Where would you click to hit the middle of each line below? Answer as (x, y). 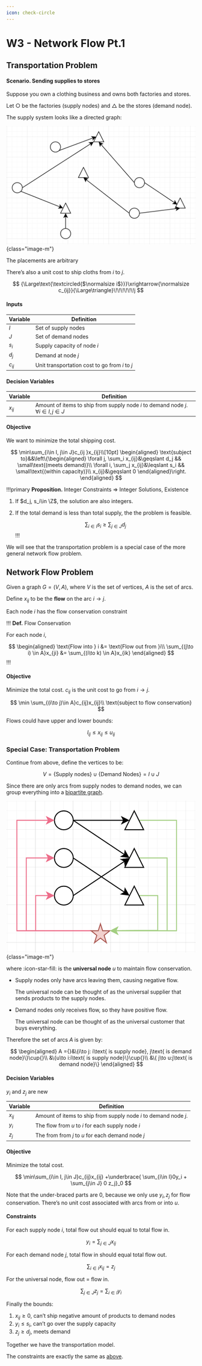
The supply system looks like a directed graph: (64, 117)
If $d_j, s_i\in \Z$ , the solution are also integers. (74, 501)
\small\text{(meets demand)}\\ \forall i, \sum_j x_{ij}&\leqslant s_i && (101, 465)
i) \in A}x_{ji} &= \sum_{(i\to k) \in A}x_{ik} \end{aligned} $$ (101, 653)
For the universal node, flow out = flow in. (58, 1279)
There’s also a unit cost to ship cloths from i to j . (66, 272)
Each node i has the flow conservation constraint (67, 612)
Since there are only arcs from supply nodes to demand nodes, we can (94, 786)
